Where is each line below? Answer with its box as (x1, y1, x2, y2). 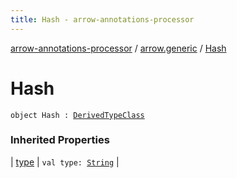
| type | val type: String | (10, 156, 120, 168)
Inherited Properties (10, 133, 110, 147)
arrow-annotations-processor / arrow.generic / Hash (10, 42, 227, 54)
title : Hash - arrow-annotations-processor (10, 14, 195, 25)
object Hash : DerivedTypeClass (10, 110, 145, 120)
